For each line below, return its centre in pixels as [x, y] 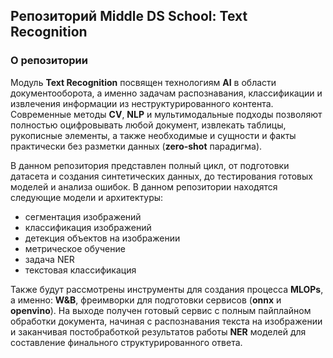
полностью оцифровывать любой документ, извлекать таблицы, [148, 125]
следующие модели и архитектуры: [87, 197]
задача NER [49, 259]
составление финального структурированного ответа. [126, 342]
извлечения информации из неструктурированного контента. [142, 103]
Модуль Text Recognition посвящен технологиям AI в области [143, 82]
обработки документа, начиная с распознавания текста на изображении [166, 321]
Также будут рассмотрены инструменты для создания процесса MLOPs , [167, 289]
